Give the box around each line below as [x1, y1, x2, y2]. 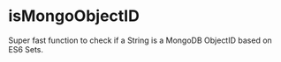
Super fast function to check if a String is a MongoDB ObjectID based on [8, 35, 273, 45]
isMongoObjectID [8, 6, 140, 26]
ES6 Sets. [8, 44, 44, 54]
